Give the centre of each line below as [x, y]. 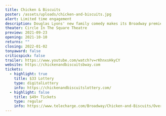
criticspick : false [25, 56]
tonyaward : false [23, 51]
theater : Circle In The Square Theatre [46, 28]
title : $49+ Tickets [35, 97]
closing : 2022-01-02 [26, 46]
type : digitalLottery [36, 83]
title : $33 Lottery [34, 78]
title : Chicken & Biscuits [33, 10]
